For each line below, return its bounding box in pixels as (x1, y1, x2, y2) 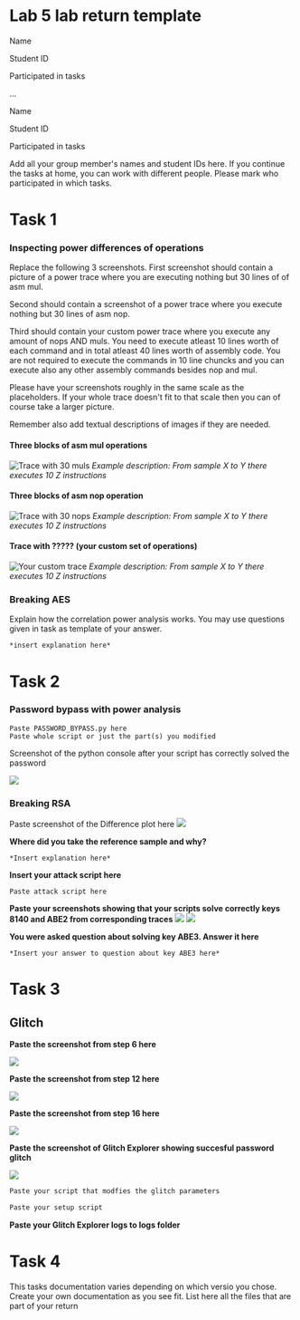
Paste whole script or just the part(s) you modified (9, 731, 217, 741)
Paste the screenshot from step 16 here (9, 1108, 160, 1119)
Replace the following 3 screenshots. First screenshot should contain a (9, 262, 274, 273)
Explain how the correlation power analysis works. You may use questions (9, 613, 285, 625)
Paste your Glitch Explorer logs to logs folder (9, 1219, 181, 1230)
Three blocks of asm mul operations (9, 440, 147, 451)
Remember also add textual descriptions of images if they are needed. (9, 419, 271, 430)
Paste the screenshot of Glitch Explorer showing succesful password (9, 1142, 275, 1153)
